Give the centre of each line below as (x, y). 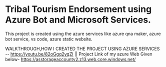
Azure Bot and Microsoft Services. (78, 20)
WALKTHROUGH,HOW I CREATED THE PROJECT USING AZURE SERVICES (82, 48)
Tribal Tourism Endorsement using (78, 9)
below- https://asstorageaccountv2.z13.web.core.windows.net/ (70, 59)
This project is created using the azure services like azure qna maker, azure (83, 33)
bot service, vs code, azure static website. (49, 39)
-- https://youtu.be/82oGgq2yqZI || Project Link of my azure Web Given (79, 54)
